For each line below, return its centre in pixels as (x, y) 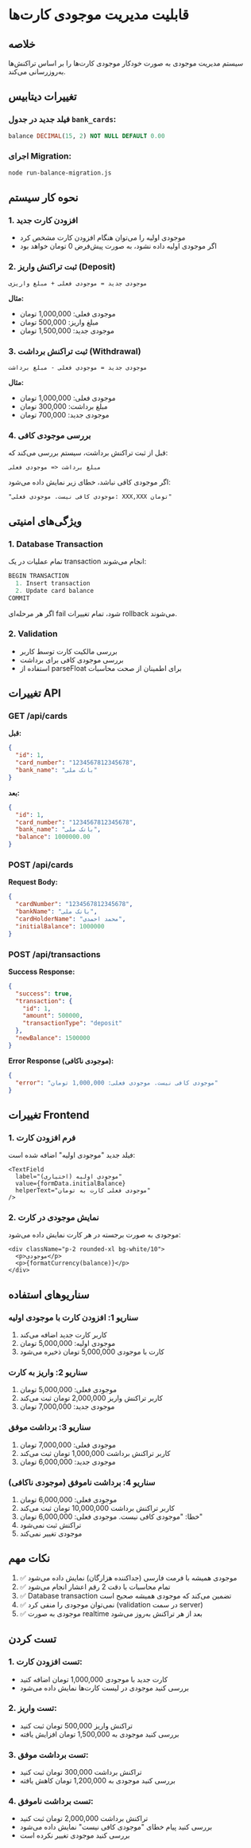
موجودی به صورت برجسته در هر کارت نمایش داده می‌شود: (95, 1235)
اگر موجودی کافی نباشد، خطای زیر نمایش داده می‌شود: (89, 482)
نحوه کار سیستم (43, 198)
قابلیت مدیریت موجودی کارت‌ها (98, 15)
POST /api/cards (41, 865)
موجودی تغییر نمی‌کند (51, 1534)
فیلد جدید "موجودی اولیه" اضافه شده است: (72, 1155)
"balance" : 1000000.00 (53, 837)
